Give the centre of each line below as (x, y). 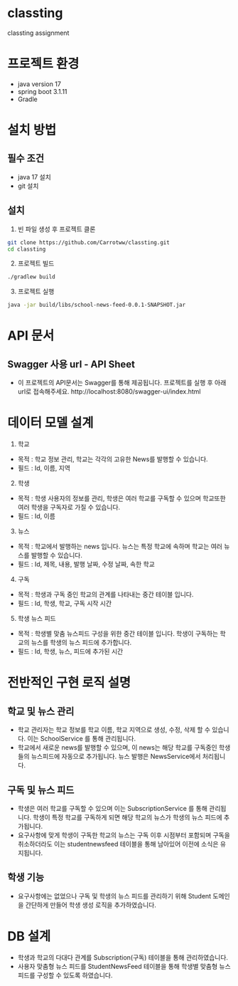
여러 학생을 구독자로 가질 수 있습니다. (69, 508)
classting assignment (38, 33)
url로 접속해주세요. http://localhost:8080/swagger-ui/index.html (109, 392)
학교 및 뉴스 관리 (41, 711)
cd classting (27, 249)
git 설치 (28, 186)
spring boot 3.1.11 (42, 91)
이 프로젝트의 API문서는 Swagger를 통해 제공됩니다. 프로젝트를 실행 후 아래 (122, 383)
